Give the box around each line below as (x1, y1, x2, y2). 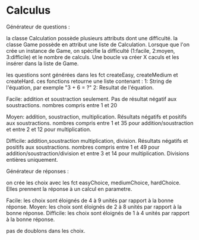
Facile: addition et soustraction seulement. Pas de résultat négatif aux (6, 95, 177, 103)
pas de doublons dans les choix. (6, 227, 86, 234)
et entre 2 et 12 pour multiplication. (6, 126, 91, 133)
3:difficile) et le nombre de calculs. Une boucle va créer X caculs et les (6, 53, 179, 60)
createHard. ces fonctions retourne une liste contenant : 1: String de (6, 78, 172, 85)
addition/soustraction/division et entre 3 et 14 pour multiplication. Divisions (6, 149, 189, 157)
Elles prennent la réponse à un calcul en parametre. (6, 185, 132, 193)
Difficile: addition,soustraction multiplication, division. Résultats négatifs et (6, 137, 188, 144)
